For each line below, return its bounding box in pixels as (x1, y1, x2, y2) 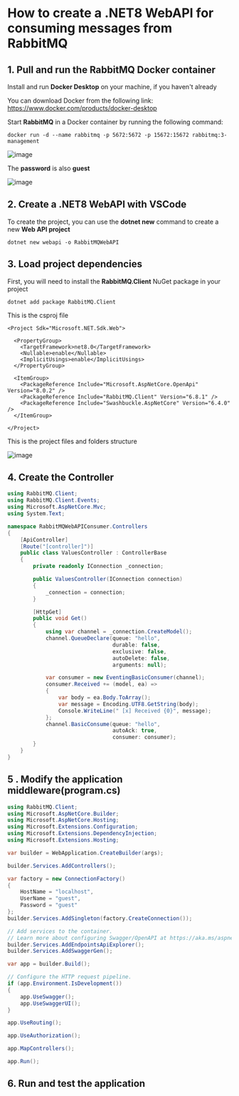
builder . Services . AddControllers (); (7, 862, 116, 869)
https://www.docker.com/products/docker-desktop (7, 104, 158, 112)
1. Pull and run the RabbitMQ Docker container (7, 63, 216, 76)
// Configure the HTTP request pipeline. (7, 973, 132, 981)
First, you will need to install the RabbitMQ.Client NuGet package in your (7, 276, 221, 286)
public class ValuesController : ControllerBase (20, 549, 167, 557)
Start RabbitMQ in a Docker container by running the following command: (7, 118, 223, 126)
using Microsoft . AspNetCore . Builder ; (7, 810, 119, 817)
